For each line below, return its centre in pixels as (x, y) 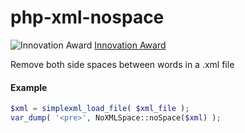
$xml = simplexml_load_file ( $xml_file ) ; (100, 109)
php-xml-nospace (87, 17)
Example (29, 87)
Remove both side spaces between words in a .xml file (122, 64)
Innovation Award (130, 45)
